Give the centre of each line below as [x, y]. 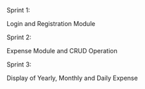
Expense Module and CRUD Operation [62, 51]
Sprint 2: [19, 37]
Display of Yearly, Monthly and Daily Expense [72, 78]
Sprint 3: [19, 64]
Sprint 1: [18, 10]
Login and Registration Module [51, 23]
